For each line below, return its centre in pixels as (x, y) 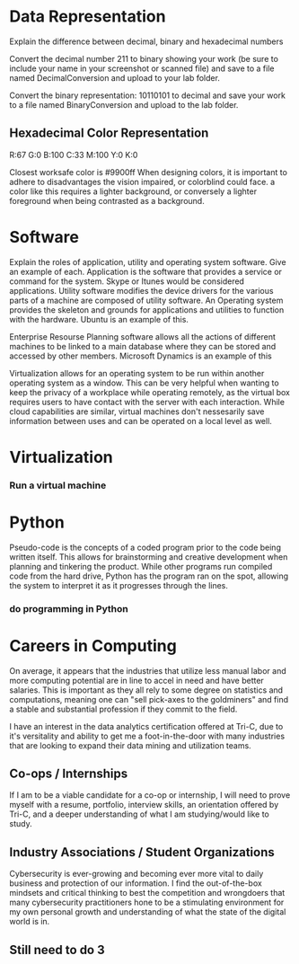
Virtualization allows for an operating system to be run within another (137, 373)
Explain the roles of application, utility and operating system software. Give (148, 261)
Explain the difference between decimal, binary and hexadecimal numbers (146, 41)
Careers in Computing (93, 646)
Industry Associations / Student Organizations (142, 852)
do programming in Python (69, 608)
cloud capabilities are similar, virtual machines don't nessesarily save (137, 411)
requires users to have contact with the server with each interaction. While (147, 402)
